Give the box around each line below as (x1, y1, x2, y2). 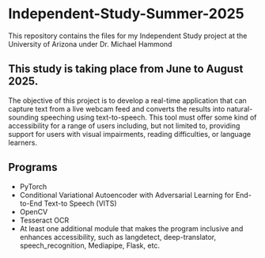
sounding (8, 112, 40, 122)
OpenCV (19, 207, 48, 216)
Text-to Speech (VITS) (44, 199, 117, 208)
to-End (19, 199, 43, 208)
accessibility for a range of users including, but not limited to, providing (8, 120, 240, 131)
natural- (226, 104, 253, 113)
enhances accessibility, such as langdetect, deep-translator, (19, 232, 217, 241)
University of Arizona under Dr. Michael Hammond (8, 39, 172, 48)
